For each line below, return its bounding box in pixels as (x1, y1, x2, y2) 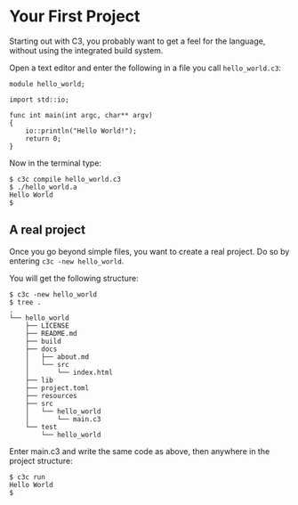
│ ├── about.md (25, 352, 90, 362)
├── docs (25, 345, 58, 354)
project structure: (9, 455, 73, 466)
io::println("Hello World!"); (25, 126, 138, 135)
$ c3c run (9, 472, 46, 482)
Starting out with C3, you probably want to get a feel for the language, (9, 36, 266, 46)
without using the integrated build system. (9, 45, 164, 55)
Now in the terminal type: (9, 158, 102, 168)
